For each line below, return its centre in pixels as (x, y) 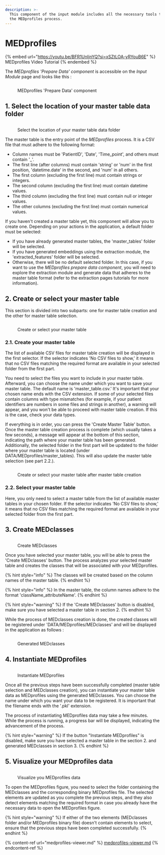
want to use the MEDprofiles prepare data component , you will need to (84, 268)
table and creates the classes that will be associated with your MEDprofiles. (82, 566)
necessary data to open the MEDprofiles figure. (53, 808)
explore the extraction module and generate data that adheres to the (81, 273)
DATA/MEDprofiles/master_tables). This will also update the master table (78, 456)
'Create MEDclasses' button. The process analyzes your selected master (79, 560)
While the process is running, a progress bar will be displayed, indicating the (82, 721)
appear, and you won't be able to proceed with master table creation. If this (81, 410)
